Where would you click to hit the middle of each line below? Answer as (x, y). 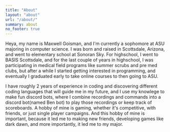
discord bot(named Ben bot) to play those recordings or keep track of (79, 102)
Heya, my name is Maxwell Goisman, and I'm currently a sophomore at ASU (85, 43)
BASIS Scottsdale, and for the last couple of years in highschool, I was (79, 60)
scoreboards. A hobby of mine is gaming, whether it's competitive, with (81, 108)
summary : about (22, 24)
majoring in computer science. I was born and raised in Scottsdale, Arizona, (85, 49)
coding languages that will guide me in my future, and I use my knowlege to (85, 92)
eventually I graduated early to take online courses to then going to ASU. (82, 76)
